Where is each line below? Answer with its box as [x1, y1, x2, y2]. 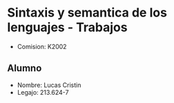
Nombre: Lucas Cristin [17, 81, 81, 89]
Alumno [7, 62, 42, 74]
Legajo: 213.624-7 [17, 88, 69, 96]
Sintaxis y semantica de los [7, 5, 168, 21]
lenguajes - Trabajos [7, 19, 128, 35]
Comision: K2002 [17, 42, 67, 50]
